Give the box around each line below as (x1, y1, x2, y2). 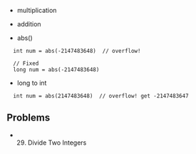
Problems (6, 112, 51, 124)
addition (16, 20, 41, 28)
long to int (16, 78, 47, 87)
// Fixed (13, 60, 39, 67)
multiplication (16, 6, 57, 14)
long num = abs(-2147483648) (13, 66, 100, 73)
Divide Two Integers (27, 138, 87, 147)
